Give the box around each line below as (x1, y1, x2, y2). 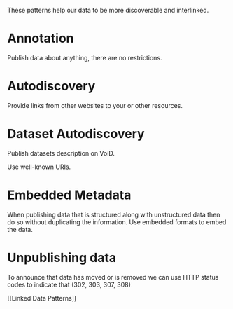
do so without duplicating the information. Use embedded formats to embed (7, 217, 227, 226)
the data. (7, 225, 33, 233)
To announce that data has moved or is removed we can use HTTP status (7, 273, 219, 281)
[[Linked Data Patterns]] (7, 294, 77, 302)
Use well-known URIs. (7, 163, 71, 171)
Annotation (7, 31, 75, 46)
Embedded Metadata (7, 187, 132, 202)
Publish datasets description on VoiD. (7, 149, 115, 157)
